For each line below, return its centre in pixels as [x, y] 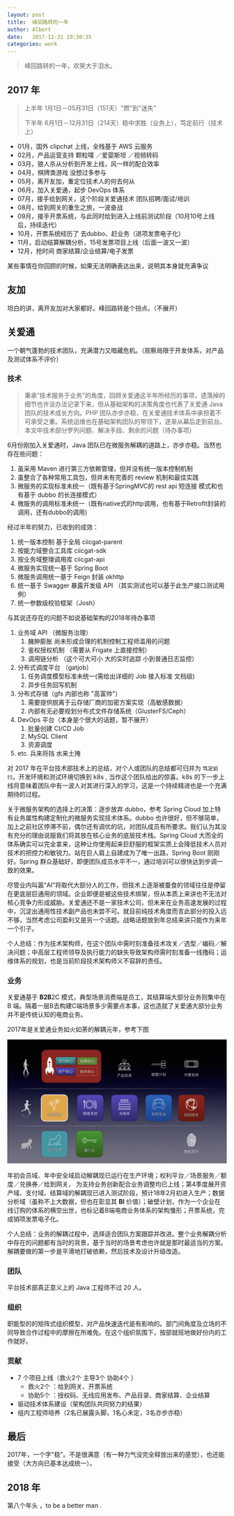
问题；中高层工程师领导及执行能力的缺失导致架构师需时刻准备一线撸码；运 [120, 952]
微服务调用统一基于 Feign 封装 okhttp [70, 576]
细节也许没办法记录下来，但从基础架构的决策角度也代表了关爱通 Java [124, 404]
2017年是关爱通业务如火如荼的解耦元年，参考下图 [78, 1030]
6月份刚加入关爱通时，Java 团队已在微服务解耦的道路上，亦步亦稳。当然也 [114, 445]
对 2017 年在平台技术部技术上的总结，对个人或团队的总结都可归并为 [104, 768]
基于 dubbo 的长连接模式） [62, 495]
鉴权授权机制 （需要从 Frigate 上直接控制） [89, 650]
